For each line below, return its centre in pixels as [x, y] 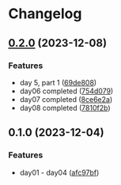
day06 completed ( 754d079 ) [66, 91]
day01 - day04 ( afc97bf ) [59, 172]
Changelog [45, 14]
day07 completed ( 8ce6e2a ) [66, 99]
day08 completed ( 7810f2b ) [65, 108]
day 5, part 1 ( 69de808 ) [58, 82]
